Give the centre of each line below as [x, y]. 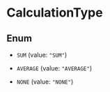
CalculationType [55, 13]
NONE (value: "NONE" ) [45, 82]
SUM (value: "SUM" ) [42, 55]
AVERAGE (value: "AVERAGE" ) [54, 68]
